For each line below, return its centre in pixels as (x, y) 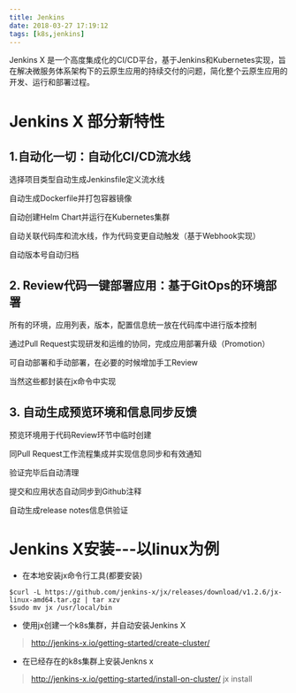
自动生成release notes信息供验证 (68, 510)
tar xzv (106, 600)
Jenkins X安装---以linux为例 (114, 549)
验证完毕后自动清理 (44, 473)
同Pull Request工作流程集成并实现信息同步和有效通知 (105, 454)
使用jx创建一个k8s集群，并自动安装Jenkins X (104, 625)
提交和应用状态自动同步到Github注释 (76, 491)
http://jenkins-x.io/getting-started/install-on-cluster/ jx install (141, 679)
